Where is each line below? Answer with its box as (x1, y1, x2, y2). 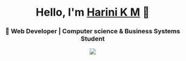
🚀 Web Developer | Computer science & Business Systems (5, 27, 181, 36)
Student (81, 34, 105, 43)
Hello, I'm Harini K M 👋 (35, 5, 150, 19)
